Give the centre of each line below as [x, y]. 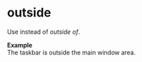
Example [20, 45]
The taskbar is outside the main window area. [71, 52]
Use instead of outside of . [44, 32]
